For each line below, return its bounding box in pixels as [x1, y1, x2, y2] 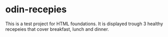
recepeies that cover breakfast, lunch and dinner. [5, 26, 109, 32]
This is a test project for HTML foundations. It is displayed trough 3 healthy [5, 21, 163, 27]
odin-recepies [5, 4, 67, 15]
